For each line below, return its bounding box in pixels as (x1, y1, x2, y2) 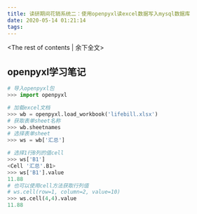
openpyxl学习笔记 (7, 66, 86, 78)
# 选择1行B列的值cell (7, 149, 64, 156)
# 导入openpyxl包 (7, 85, 55, 92)
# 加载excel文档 (7, 104, 50, 111)
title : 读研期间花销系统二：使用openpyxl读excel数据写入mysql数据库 (7, 10, 191, 18)
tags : (7, 23, 23, 30)
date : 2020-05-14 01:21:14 (7, 17, 86, 24)
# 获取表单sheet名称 (7, 117, 61, 124)
